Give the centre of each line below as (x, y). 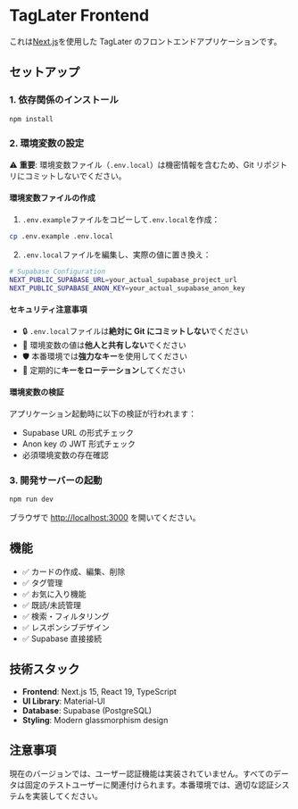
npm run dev (31, 500)
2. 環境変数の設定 (47, 144)
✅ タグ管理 (42, 582)
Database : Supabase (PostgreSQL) (87, 710)
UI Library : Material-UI (63, 701)
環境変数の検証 (37, 392)
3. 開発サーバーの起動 (56, 480)
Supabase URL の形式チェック (78, 432)
